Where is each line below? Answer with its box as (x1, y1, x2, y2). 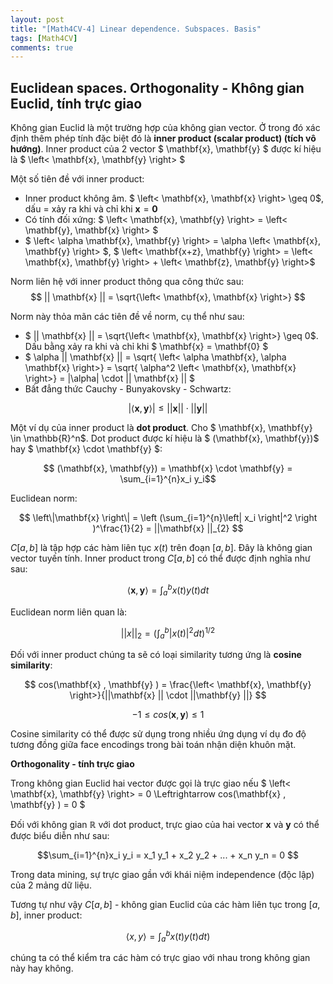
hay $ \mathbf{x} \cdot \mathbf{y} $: (10, 443, 163, 455)
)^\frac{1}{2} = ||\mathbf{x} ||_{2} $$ (92, 522, 244, 535)
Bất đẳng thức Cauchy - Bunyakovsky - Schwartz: (24, 383, 232, 395)
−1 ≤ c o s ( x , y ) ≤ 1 (131, 708, 205, 720)
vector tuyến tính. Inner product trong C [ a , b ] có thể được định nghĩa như (10, 552, 311, 565)
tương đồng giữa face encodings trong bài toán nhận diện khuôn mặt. (10, 738, 297, 750)
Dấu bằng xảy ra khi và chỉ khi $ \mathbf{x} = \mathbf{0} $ (24, 341, 269, 353)
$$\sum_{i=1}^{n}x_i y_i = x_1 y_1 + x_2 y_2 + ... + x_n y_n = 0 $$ (36, 849, 300, 861)
